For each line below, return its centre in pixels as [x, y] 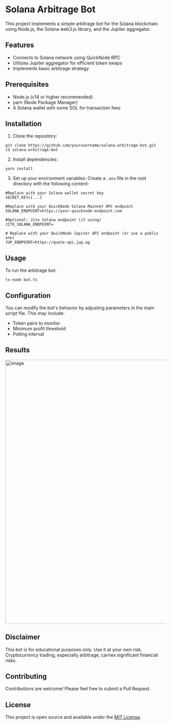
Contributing [26, 677]
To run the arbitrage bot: [31, 270]
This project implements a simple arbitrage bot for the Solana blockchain [82, 24]
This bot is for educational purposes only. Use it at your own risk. [74, 649]
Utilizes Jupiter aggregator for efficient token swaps [67, 63]
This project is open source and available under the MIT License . [74, 717]
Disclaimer [23, 637]
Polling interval [28, 334]
